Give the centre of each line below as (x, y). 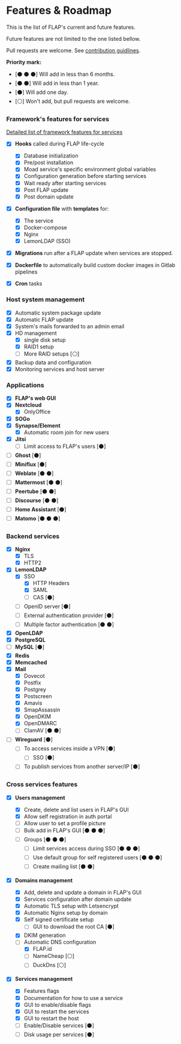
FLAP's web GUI (35, 398)
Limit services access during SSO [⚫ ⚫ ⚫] (86, 848)
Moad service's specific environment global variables (90, 170)
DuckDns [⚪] (49, 965)
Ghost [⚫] (28, 455)
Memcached (31, 662)
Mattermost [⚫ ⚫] (39, 482)
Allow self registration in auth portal (68, 816)
